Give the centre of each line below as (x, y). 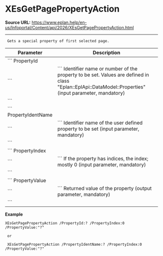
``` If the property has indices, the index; (103, 158)
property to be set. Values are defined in (103, 75)
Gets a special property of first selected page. (58, 41)
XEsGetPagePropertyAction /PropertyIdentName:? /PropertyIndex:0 (74, 244)
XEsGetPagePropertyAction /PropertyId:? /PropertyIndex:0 (65, 223)
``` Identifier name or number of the (98, 68)
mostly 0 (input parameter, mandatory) (102, 165)
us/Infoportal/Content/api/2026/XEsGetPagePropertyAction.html (70, 27)
